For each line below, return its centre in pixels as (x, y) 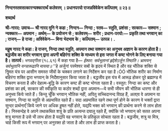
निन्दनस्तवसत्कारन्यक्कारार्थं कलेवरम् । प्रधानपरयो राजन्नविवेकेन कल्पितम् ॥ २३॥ (68, 8)
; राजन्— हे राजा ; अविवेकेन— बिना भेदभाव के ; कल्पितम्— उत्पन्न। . (60, 39)
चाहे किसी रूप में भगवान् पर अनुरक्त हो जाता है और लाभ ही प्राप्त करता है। (63, 122)
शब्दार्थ (10, 18)
